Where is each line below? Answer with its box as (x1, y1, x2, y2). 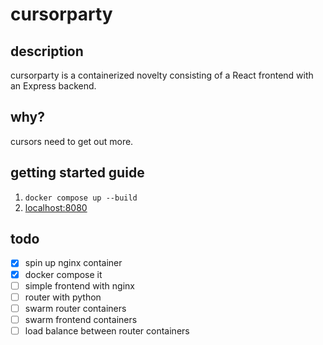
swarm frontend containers (24, 313, 138, 325)
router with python (24, 291, 102, 303)
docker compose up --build (24, 193, 138, 203)
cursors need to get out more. (10, 135, 134, 147)
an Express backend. (10, 80, 97, 92)
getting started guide (10, 164, 145, 182)
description (10, 43, 84, 60)
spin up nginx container (24, 257, 123, 269)
